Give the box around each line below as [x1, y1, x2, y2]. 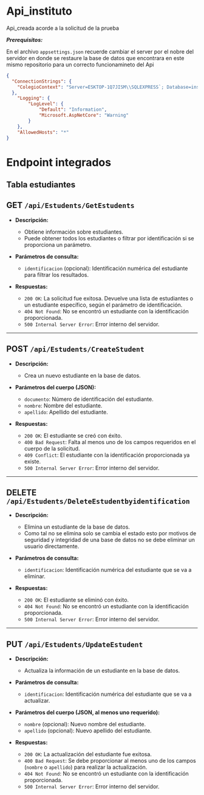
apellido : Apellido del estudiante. [24, 408, 108, 415]
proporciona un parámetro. [24, 241, 92, 248]
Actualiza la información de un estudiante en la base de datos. [24, 667, 180, 675]
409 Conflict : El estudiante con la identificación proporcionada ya [24, 451, 190, 459]
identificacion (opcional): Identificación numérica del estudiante [24, 265, 188, 272]
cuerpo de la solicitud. [24, 445, 80, 452]
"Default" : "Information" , [38, 106, 107, 113]
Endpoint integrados [6, 155, 111, 169]
